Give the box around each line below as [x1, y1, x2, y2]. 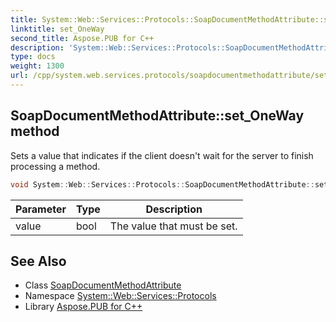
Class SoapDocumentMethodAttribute [24, 279, 182, 291]
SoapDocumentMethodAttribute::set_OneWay [10, 107, 305, 125]
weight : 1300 [10, 61, 65, 71]
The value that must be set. [109, 219, 238, 233]
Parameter [15, 202, 67, 216]
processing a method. [10, 160, 101, 172]
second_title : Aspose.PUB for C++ [10, 33, 155, 43]
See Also [10, 252, 67, 270]
